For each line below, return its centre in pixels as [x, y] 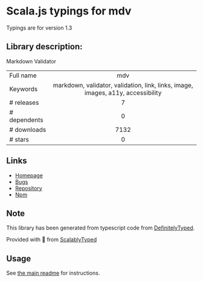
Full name [23, 75]
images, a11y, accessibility [123, 93]
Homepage [29, 175]
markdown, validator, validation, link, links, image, [123, 85]
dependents [26, 120]
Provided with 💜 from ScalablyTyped [52, 240]
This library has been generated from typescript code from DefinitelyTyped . [101, 228]
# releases [24, 102]
